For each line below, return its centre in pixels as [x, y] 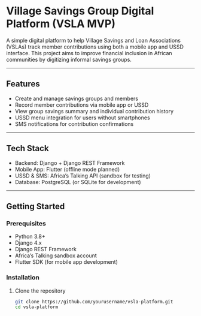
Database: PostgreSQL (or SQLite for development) [78, 182]
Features [23, 84]
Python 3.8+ [30, 237]
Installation [23, 278]
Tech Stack [28, 148]
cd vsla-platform [36, 307]
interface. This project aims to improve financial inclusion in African [89, 53]
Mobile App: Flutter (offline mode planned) [67, 169]
